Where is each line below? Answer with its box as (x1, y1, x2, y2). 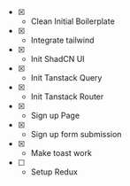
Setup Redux (30, 167, 78, 177)
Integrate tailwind (30, 35, 95, 45)
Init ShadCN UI (30, 54, 86, 64)
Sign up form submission (30, 129, 122, 139)
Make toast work (30, 148, 93, 158)
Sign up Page (30, 110, 80, 120)
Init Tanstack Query (30, 73, 103, 82)
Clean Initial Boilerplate (30, 16, 115, 27)
